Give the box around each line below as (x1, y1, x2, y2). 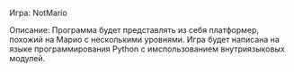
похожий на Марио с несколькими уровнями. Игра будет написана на (9, 35, 281, 44)
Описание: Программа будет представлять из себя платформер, (9, 25, 259, 35)
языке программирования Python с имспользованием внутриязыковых (9, 44, 285, 54)
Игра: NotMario (9, 8, 67, 18)
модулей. (9, 53, 46, 63)
